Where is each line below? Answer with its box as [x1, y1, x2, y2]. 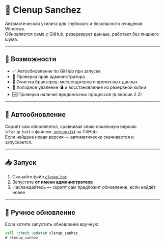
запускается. [5, 139, 33, 145]
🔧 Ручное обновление [5, 208, 76, 217]
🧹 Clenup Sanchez [5, 4, 82, 16]
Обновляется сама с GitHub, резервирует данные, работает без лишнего [5, 31, 159, 37]
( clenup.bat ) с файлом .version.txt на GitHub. [5, 128, 98, 134]
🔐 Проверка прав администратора [12, 73, 85, 79]
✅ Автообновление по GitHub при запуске [12, 68, 101, 74]
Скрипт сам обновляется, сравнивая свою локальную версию [5, 123, 137, 129]
